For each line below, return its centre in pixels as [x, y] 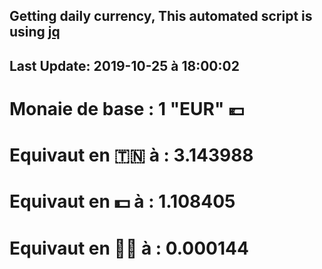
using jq [35, 32]
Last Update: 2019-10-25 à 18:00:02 [124, 65]
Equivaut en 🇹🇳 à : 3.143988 [131, 155]
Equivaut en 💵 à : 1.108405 [122, 201]
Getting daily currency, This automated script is [161, 16]
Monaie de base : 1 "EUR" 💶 [127, 108]
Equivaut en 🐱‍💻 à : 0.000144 [129, 248]
